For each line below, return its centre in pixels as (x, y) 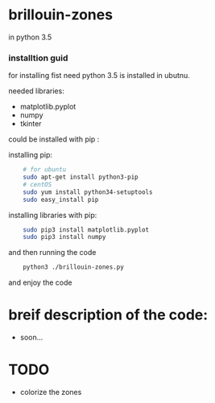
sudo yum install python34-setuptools (88, 192)
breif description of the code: (108, 315)
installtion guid (38, 58)
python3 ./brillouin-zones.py (74, 267)
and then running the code (52, 253)
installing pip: (31, 155)
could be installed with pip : (54, 139)
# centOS (37, 184)
